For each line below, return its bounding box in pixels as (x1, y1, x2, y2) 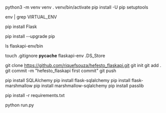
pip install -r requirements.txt (5, 92, 65, 98)
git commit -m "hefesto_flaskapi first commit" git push (5, 67, 116, 73)
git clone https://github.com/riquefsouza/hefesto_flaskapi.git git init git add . (5, 62, 162, 68)
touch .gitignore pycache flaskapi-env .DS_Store (5, 52, 106, 58)
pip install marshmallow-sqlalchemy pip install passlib (33, 82, 144, 88)
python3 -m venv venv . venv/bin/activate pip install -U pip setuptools (5, 4, 149, 10)
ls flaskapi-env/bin (5, 43, 43, 49)
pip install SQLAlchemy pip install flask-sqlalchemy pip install (5, 77, 131, 83)
